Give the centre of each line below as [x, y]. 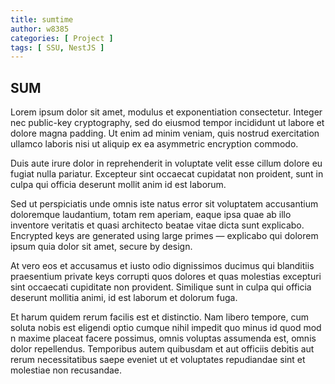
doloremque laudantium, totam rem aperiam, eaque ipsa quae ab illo [151, 215]
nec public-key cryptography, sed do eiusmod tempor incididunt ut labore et [167, 123]
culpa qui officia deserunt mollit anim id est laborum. [118, 185]
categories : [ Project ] [62, 38]
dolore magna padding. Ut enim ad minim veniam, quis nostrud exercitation [165, 133]
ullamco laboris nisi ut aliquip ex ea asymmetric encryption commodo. [154, 144]
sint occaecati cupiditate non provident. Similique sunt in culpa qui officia [161, 287]
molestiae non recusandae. [66, 370]
